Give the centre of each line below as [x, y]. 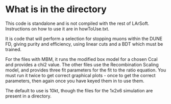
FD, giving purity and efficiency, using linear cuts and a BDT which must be [84, 44]
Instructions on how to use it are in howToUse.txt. [57, 28]
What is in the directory [56, 9]
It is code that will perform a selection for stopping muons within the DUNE [84, 39]
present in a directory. [29, 96]
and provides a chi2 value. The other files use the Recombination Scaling [82, 64]
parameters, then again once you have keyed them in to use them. [75, 81]
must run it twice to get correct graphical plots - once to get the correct [80, 75]
